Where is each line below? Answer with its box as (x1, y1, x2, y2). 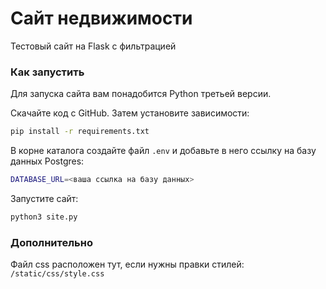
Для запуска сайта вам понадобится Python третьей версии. (10, 88, 272, 100)
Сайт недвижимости (10, 7, 193, 30)
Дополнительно (10, 235, 93, 249)
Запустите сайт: (10, 192, 79, 204)
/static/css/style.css (10, 269, 105, 279)
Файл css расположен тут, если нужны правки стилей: (10, 258, 245, 271)
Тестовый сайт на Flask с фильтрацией (10, 40, 177, 52)
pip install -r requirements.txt (10, 127, 150, 137)
